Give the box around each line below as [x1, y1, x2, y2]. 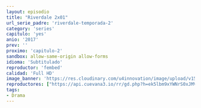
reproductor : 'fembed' [6, 64, 63, 71]
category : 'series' [6, 25, 55, 32]
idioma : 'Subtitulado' [6, 59, 63, 65]
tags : [6, 87, 20, 93]
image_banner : [6, 76, 42, 82]
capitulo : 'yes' [6, 31, 47, 37]
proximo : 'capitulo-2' [6, 48, 63, 54]
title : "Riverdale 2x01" [6, 14, 68, 20]
